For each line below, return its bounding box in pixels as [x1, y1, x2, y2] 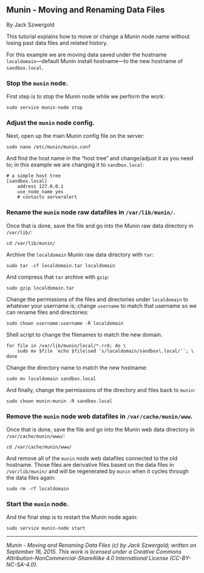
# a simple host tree [6, 173, 61, 179]
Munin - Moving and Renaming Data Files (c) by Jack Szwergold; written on [6, 541, 197, 549]
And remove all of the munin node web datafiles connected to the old [6, 455, 178, 462]
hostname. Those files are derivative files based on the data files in [6, 461, 174, 468]
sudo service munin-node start [6, 525, 86, 532]
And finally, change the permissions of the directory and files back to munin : [6, 386, 195, 393]
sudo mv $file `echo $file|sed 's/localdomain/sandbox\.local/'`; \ [17, 348, 194, 354]
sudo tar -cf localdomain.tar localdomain [6, 262, 115, 269]
